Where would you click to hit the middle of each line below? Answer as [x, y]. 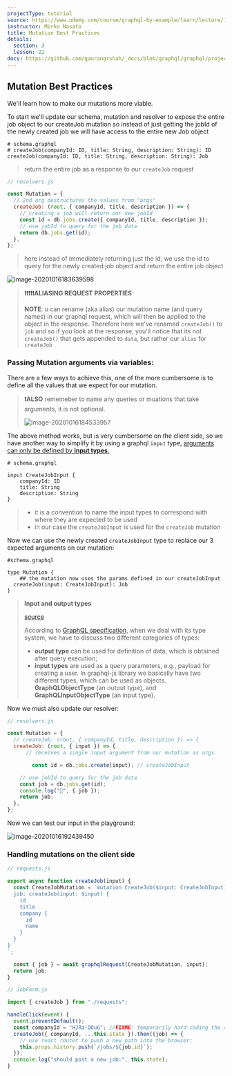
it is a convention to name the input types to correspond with [121, 512]
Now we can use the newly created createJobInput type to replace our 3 [110, 540]
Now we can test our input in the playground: [71, 823]
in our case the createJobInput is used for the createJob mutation [127, 527]
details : [20, 39]
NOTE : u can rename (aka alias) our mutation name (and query [113, 309]
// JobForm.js [28, 990]
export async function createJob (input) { [69, 881]
